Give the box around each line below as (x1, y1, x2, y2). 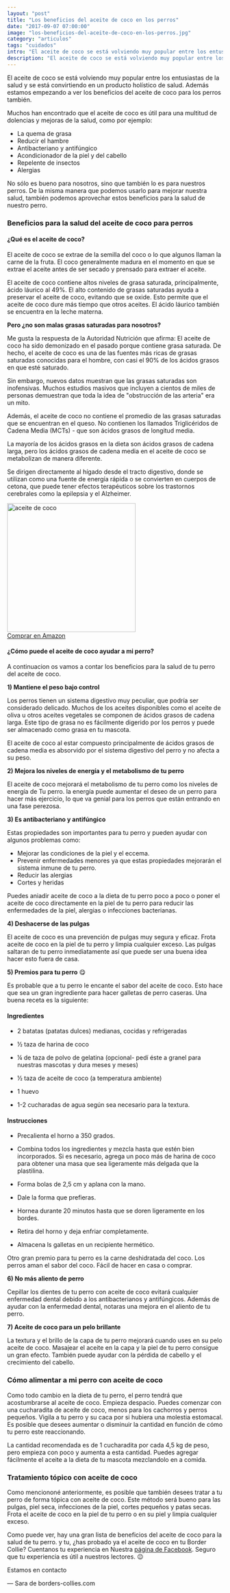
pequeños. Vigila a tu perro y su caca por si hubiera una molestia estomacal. (7, 1412, 223, 1421)
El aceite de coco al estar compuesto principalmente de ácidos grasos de (7, 739, 214, 747)
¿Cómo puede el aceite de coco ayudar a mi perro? (7, 647, 154, 656)
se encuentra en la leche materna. (7, 307, 104, 316)
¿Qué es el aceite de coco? (7, 235, 86, 244)
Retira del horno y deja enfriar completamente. (16, 1227, 149, 1236)
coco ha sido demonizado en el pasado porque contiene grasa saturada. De (7, 341, 221, 349)
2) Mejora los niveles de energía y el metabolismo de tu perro (7, 767, 184, 775)
